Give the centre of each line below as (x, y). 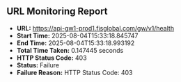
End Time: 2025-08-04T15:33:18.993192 (76, 43)
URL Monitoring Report (57, 11)
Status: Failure (38, 65)
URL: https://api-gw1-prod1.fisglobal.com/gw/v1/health (95, 28)
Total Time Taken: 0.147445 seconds (70, 50)
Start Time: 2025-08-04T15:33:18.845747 (77, 35)
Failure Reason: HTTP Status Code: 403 (74, 72)
